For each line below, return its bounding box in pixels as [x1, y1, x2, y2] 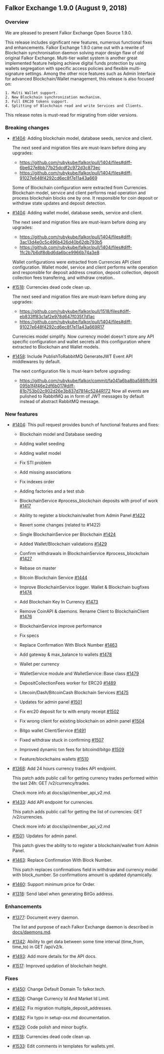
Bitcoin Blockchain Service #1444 [19, 575, 88, 580]
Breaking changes [5, 124, 49, 131]
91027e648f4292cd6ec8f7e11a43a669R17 [19, 324, 104, 330]
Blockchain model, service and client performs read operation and [12, 190, 146, 196]
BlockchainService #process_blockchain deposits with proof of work [19, 498, 158, 504]
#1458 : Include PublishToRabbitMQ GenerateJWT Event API [12, 353, 133, 359]
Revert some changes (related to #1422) [19, 522, 101, 528]
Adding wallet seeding [19, 441, 65, 447]
